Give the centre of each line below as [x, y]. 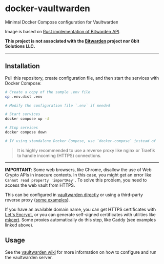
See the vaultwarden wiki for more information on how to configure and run [81, 252]
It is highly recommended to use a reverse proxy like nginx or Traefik [86, 150]
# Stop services [21, 128]
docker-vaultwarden [48, 9]
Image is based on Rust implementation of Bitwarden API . [63, 31]
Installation [22, 66]
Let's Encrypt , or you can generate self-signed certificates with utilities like [81, 214]
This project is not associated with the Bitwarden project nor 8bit [72, 41]
